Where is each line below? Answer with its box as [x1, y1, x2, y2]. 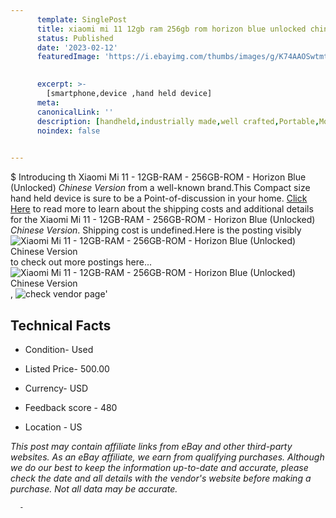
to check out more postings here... [10, 256, 153, 268]
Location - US [24, 421, 83, 433]
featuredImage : [36, 52, 101, 62]
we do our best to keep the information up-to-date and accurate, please [10, 461, 309, 473]
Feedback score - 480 [24, 401, 118, 413]
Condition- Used [24, 343, 94, 355]
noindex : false [36, 126, 101, 136]
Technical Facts [10, 317, 112, 334]
